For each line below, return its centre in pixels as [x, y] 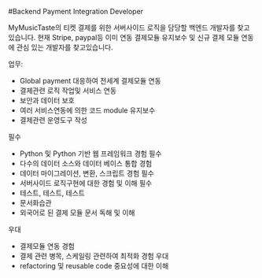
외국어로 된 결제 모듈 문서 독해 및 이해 [77, 213]
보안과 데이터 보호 [47, 100]
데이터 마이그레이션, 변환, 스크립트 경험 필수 [87, 173]
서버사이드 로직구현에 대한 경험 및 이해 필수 [86, 183]
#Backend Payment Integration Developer [76, 11]
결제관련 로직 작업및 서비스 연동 [68, 91]
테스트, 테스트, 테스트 [52, 193]
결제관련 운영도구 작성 [54, 120]
